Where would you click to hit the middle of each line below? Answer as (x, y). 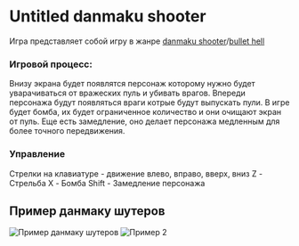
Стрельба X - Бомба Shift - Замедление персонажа (107, 183)
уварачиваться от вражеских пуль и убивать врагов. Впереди (128, 93)
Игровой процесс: (51, 64)
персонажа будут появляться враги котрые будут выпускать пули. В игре (149, 102)
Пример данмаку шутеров (87, 211)
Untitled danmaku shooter (108, 16)
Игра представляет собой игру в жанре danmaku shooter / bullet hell (137, 41)
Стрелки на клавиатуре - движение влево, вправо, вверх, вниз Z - (136, 173)
